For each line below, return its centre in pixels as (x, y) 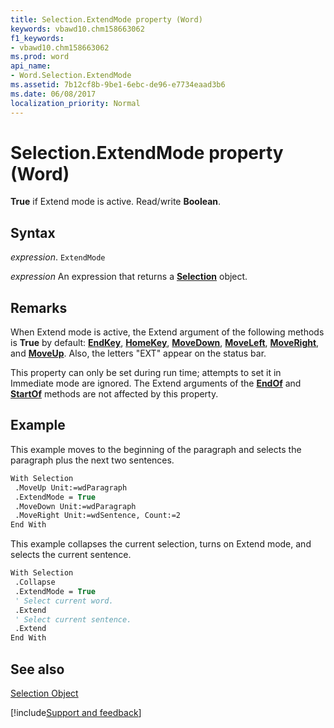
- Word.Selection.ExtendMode (71, 76)
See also (37, 669)
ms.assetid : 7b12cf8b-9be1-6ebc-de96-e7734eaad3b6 (118, 85)
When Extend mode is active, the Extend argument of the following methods (167, 332)
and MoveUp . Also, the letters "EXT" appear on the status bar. (138, 353)
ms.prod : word (40, 57)
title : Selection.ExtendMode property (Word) (106, 19)
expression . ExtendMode (58, 257)
